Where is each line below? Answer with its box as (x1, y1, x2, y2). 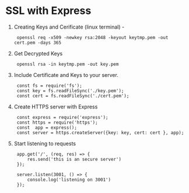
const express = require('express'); (16, 114, 108, 120)
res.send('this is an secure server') (27, 156, 122, 162)
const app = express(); (16, 124, 77, 131)
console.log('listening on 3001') (27, 177, 111, 183)
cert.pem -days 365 (13, 40, 62, 45)
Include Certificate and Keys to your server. (13, 71, 119, 78)
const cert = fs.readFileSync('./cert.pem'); (16, 93, 129, 99)
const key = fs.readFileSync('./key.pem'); (16, 87, 124, 94)
